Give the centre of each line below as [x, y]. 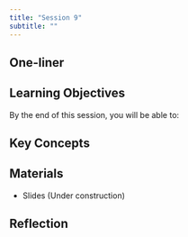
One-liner [37, 63]
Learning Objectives [67, 93]
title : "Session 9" [46, 18]
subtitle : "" [34, 26]
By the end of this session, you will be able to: [94, 114]
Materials [36, 173]
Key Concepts [49, 144]
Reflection [39, 224]
